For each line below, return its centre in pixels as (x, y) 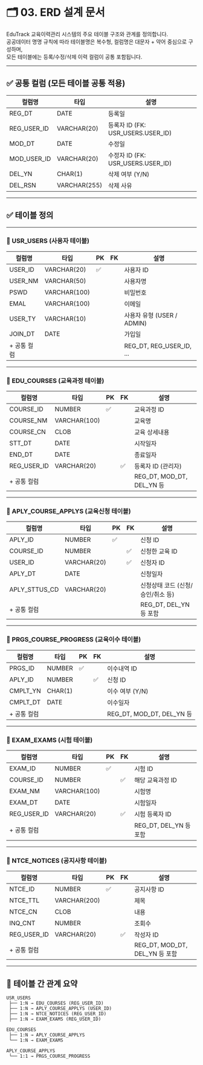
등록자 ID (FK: (127, 125)
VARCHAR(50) (65, 281)
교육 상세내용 (152, 432)
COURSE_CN (28, 432)
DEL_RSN (23, 185)
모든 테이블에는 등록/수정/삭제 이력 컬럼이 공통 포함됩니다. (74, 57)
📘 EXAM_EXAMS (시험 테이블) (50, 740)
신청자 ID (153, 563)
